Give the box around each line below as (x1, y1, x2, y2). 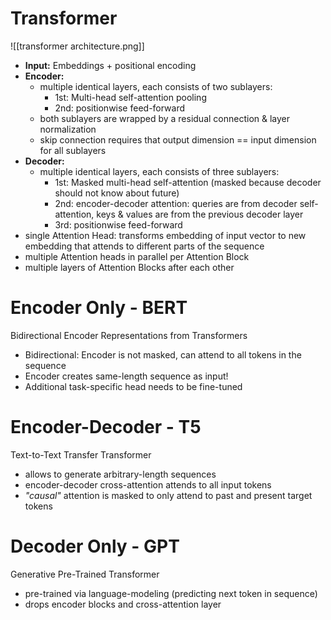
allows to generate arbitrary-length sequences (24, 468, 217, 480)
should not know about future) (54, 187, 180, 199)
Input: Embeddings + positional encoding (24, 59, 197, 71)
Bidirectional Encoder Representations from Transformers (10, 329, 248, 341)
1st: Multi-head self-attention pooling (54, 91, 207, 103)
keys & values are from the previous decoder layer (96, 208, 304, 220)
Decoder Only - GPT (10, 535, 180, 557)
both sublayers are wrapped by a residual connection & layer (39, 112, 291, 124)
